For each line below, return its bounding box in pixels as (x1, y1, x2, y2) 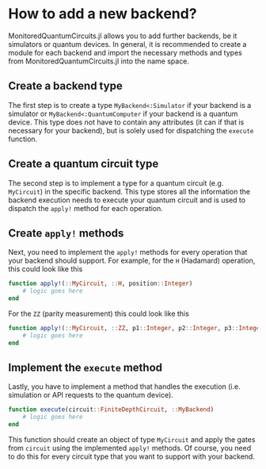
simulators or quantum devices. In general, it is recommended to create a (8, 39, 247, 48)
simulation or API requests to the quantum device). (8, 390, 174, 400)
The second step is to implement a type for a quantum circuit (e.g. (8, 178, 224, 187)
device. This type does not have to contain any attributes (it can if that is (8, 117, 245, 127)
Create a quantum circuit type (8, 157, 159, 171)
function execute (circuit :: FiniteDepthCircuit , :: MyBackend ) (8, 406, 215, 413)
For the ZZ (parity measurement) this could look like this (8, 309, 190, 318)
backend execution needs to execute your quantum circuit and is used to (8, 195, 246, 205)
